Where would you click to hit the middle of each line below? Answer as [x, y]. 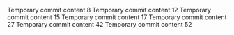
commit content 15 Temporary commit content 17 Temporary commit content [117, 17]
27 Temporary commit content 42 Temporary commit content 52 [100, 24]
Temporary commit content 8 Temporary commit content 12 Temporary [109, 10]
